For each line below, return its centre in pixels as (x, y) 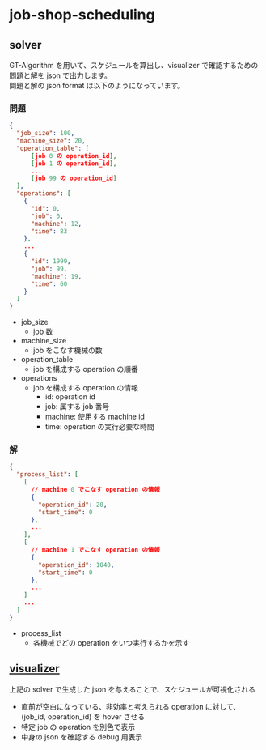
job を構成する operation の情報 (85, 388)
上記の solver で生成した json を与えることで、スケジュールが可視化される (133, 689)
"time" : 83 (49, 231)
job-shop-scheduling (82, 15)
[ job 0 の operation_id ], (74, 156)
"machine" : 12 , (56, 224)
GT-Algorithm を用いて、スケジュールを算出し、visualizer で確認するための (134, 65)
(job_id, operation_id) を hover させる (83, 716)
